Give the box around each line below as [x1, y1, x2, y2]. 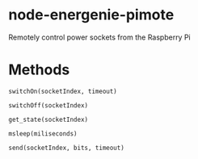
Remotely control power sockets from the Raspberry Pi [8, 32, 192, 42]
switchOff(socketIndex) [8, 101, 89, 110]
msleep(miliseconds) [8, 129, 78, 138]
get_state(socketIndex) [8, 115, 89, 123]
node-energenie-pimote [8, 6, 175, 24]
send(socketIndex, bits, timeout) [8, 144, 125, 152]
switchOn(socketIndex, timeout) [8, 87, 117, 95]
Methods [8, 61, 70, 79]
